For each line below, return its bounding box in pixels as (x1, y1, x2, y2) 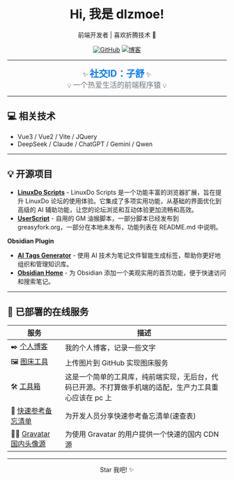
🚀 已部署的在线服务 (7, 305, 89, 317)
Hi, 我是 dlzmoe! (69, 6, 165, 22)
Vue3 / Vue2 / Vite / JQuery (17, 132, 97, 141)
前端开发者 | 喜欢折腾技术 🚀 (77, 31, 157, 39)
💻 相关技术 (7, 111, 56, 122)
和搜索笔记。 (17, 277, 54, 285)
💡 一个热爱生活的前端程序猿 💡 (67, 80, 167, 90)
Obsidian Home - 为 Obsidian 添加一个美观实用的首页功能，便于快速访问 (17, 269, 226, 277)
